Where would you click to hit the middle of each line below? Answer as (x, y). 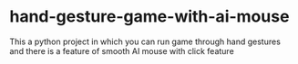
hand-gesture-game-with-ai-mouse (149, 17)
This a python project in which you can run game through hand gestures (145, 41)
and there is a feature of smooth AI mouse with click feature (122, 50)
